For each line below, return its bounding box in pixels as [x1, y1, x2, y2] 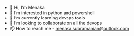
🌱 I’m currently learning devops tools [9, 15, 85, 20]
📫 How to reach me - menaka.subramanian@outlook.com [9, 26, 129, 31]
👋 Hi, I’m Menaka [9, 5, 45, 10]
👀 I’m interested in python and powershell [9, 10, 95, 16]
